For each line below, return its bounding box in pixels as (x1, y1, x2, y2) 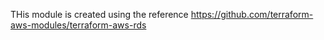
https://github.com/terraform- (190, 9, 314, 20)
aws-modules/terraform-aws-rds (10, 19, 147, 31)
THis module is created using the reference (10, 9, 189, 20)
